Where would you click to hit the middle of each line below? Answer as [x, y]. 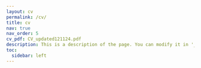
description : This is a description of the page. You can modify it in [97, 45]
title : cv [19, 22]
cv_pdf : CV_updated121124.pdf [44, 39]
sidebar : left [29, 56]
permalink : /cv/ [26, 17]
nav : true [19, 28]
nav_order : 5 [22, 34]
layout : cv [20, 12]
